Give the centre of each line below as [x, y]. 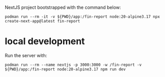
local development [45, 42]
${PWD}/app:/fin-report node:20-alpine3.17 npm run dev [65, 69]
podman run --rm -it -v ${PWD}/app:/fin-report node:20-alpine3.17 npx [82, 17]
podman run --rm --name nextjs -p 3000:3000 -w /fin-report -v [73, 65]
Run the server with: [26, 55]
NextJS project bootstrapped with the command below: [63, 7]
